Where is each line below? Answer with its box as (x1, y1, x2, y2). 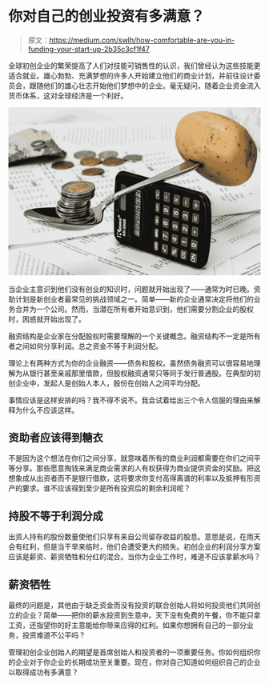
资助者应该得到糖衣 (8, 431, 103, 444)
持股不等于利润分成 (8, 509, 103, 522)
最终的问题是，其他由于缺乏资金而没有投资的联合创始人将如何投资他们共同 (8, 601, 254, 610)
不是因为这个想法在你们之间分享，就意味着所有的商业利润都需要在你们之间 (8, 454, 254, 463)
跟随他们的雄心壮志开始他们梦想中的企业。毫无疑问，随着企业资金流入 (29, 81, 261, 90)
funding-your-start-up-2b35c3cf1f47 (27, 44, 151, 54)
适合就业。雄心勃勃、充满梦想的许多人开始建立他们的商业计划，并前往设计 (8, 70, 254, 80)
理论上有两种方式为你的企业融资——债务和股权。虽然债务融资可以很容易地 (8, 358, 254, 368)
